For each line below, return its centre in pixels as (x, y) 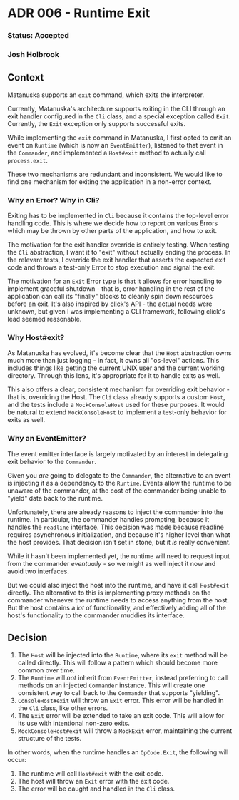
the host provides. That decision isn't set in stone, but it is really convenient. (119, 542)
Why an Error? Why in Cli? (54, 200)
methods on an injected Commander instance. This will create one (111, 685)
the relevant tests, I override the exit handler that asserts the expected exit (117, 260)
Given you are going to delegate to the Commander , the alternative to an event (119, 475)
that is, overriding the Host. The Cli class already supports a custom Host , (116, 397)
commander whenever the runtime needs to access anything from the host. (118, 600)
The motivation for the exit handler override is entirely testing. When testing (118, 245)
